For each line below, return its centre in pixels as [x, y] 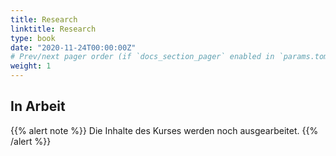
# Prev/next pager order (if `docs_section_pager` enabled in [142, 57]
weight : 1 [31, 66]
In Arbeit [38, 106]
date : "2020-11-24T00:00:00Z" [73, 47]
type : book [33, 38]
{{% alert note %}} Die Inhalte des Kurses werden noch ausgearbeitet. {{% [164, 130]
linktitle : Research [53, 29]
